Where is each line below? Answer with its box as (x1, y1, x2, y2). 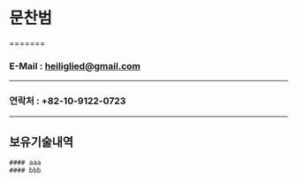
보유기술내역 (9, 134, 73, 149)
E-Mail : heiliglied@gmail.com (9, 59, 141, 72)
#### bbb (9, 166, 42, 175)
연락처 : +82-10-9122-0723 (9, 95, 126, 107)
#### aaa (9, 158, 42, 168)
